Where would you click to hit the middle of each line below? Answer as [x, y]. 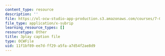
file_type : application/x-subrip [39, 23]
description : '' [22, 14]
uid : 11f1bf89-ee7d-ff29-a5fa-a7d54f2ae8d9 [50, 46]
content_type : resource [29, 9]
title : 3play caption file [33, 37]
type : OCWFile [20, 41]
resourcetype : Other [26, 32]
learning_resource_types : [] [35, 28]
